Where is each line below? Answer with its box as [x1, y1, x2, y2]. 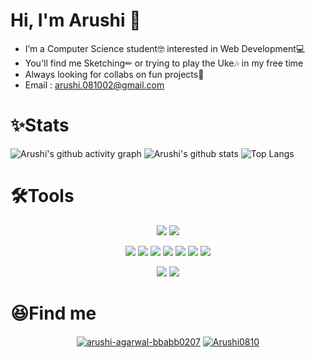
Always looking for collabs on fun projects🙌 [24, 68, 205, 80]
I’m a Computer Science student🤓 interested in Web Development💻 [24, 42, 306, 54]
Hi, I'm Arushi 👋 [10, 9, 142, 32]
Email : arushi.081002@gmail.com [24, 79, 165, 91]
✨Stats [10, 114, 70, 137]
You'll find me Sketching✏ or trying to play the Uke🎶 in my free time [24, 57, 304, 69]
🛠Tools [10, 185, 75, 208]
